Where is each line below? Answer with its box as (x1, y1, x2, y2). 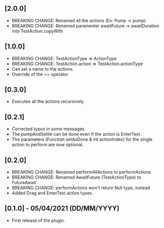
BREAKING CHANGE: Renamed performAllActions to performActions (11, 169, 151, 175)
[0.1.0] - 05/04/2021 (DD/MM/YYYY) (4, 204, 120, 213)
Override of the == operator (11, 71, 68, 77)
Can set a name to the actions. (11, 66, 74, 72)
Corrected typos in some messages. (11, 126, 86, 132)
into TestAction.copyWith (11, 28, 64, 34)
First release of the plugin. (11, 217, 65, 223)
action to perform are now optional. (11, 142, 84, 148)
